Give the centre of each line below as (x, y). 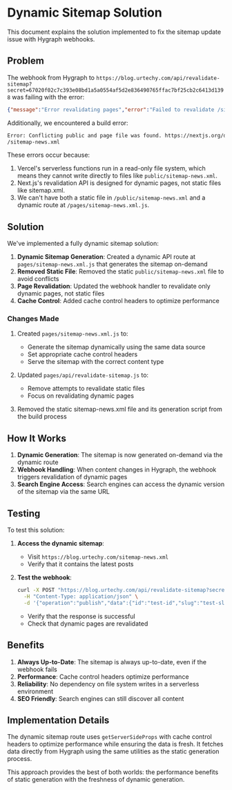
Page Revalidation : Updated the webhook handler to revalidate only (114, 286)
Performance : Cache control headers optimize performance (103, 676)
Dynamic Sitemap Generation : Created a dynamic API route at (106, 257)
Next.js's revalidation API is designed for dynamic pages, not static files (119, 183)
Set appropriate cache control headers (83, 354)
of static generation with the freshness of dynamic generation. (96, 780)
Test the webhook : (45, 577)
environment (35, 691)
